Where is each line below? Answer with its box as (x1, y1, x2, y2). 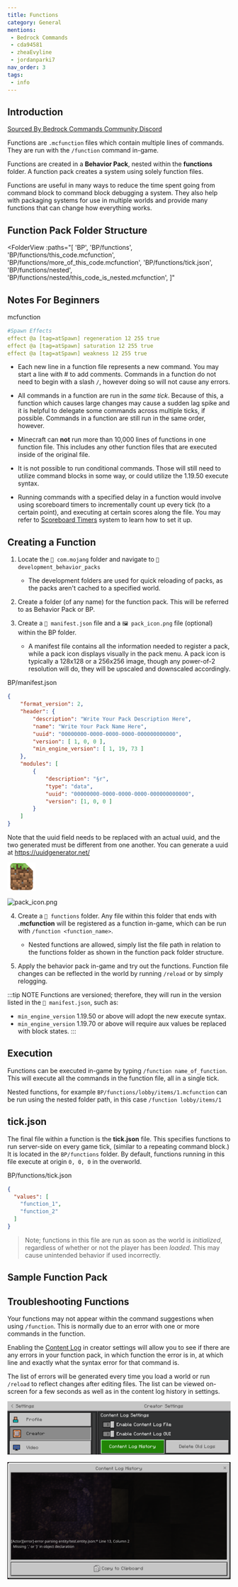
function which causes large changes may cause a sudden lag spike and (17, 399, 230, 407)
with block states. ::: (17, 1027, 76, 1036)
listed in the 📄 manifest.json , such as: (7, 998, 119, 1006)
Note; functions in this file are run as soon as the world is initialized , (24, 1236, 223, 1244)
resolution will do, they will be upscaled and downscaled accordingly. (28, 664, 231, 674)
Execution (7, 1048, 53, 1060)
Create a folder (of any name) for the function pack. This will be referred (17, 598, 229, 606)
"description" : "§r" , (45, 775, 110, 782)
